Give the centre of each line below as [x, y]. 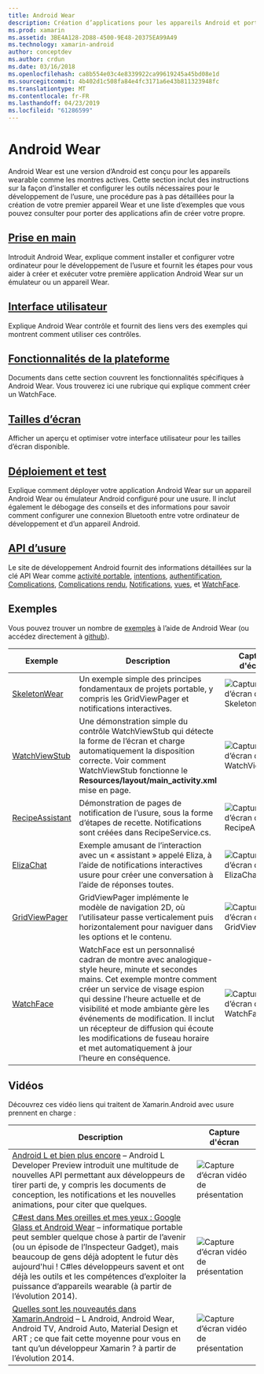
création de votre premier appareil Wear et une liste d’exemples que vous [126, 205]
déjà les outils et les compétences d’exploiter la [99, 1276]
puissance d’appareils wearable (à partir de [92, 1287]
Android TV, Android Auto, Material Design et [95, 1329]
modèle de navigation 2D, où [132, 907]
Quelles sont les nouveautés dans [74, 1309]
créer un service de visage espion [141, 989]
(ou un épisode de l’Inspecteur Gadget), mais [95, 1247]
